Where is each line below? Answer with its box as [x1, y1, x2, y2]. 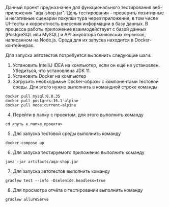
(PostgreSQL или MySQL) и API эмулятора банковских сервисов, [5, 32, 146, 37]
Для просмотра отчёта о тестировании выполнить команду [12, 187, 144, 193]
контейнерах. [5, 42, 35, 48]
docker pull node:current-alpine [5, 103, 76, 108]
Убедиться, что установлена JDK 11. [12, 67, 91, 74]
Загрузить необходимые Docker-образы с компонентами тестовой [12, 79, 159, 84]
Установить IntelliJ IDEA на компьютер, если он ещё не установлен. [12, 62, 160, 68]
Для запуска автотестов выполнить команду [12, 168, 110, 174]
